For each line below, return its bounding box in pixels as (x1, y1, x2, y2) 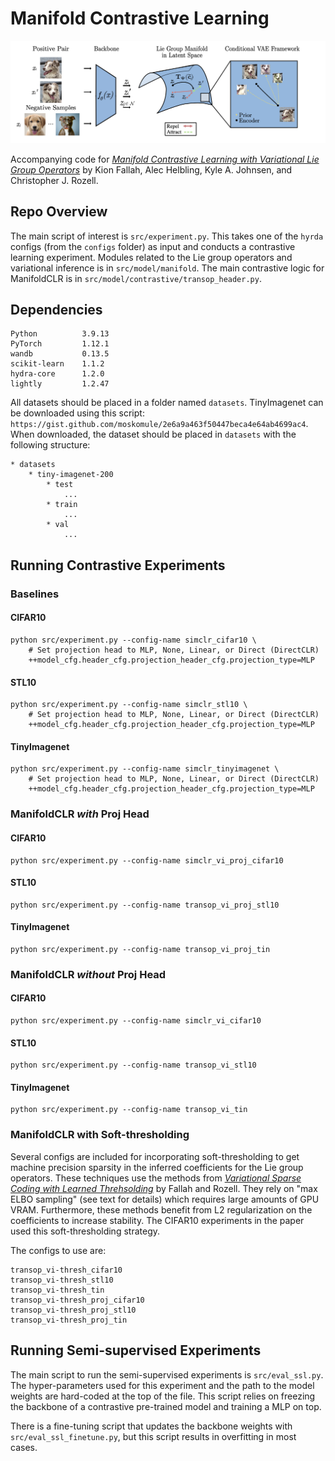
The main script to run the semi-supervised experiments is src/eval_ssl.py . (10, 1368, 324, 1381)
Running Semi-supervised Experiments (10, 1342, 262, 1359)
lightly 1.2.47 (10, 379, 110, 389)
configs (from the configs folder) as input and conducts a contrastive (10, 240, 296, 252)
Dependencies (10, 302, 103, 319)
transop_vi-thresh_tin (10, 1285, 105, 1295)
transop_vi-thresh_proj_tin (10, 1315, 128, 1325)
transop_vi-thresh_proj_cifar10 (10, 1295, 145, 1305)
